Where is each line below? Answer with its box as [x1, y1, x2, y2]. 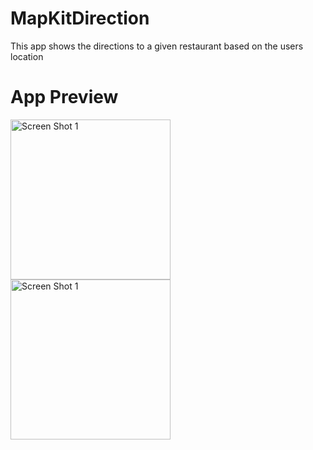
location [10, 50, 44, 62]
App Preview [10, 86, 119, 109]
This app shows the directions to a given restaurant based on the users [10, 40, 304, 52]
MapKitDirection [10, 7, 150, 30]
